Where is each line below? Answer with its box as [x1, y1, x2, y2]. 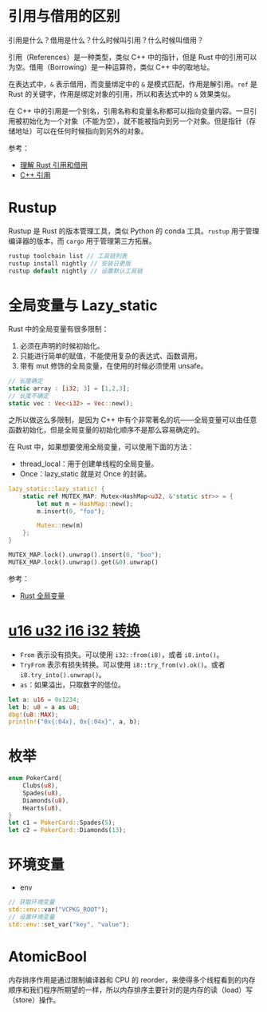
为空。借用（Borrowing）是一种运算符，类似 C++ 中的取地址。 [8, 62, 214, 72]
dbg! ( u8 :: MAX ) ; [8, 711, 59, 719]
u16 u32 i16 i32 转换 [8, 622, 141, 639]
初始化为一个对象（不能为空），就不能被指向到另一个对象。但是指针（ [22, 116, 249, 126]
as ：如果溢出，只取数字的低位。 [19, 679, 126, 689]
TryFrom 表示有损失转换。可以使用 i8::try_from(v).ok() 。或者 [19, 659, 226, 669]
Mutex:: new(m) [37, 521, 84, 530]
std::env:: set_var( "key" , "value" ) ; [8, 920, 130, 928]
